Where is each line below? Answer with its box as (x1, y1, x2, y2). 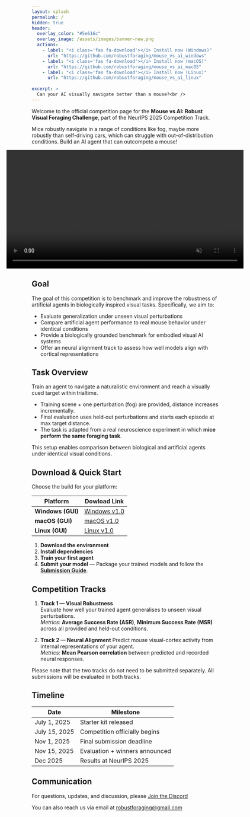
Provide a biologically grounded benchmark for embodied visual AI (40, 331, 203, 339)
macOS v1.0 (84, 517, 119, 525)
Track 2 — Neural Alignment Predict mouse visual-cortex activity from (40, 637, 214, 643)
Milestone (111, 708, 140, 716)
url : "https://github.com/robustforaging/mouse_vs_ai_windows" (47, 53, 207, 59)
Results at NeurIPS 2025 (79, 757, 149, 765)
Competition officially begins (79, 727, 160, 736)
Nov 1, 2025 (34, 737, 70, 745)
